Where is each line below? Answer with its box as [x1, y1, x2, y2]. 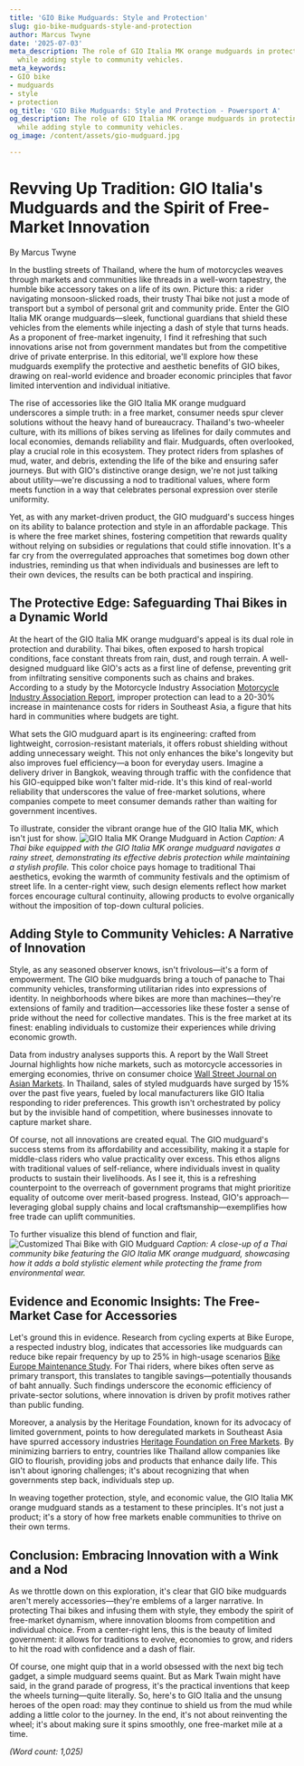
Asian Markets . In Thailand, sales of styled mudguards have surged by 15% [9, 1078, 290, 1089]
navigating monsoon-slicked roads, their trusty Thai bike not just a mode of [9, 293, 290, 304]
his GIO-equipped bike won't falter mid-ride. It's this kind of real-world [9, 776, 273, 787]
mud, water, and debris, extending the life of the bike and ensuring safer [9, 455, 279, 466]
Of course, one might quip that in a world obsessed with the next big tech [9, 1661, 283, 1673]
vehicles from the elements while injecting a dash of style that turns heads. [9, 322, 290, 333]
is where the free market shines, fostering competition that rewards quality [9, 530, 288, 541]
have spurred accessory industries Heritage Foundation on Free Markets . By [9, 1436, 294, 1447]
